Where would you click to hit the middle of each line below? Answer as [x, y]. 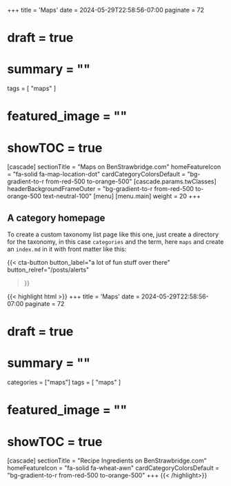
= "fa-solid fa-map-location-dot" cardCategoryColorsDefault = [97, 174]
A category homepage [56, 217]
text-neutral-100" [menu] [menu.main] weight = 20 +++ [122, 196]
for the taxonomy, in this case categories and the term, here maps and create [115, 242]
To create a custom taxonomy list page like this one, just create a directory [113, 234]
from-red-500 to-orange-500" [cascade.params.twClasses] [131, 181]
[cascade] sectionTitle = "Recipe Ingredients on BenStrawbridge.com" [107, 460]
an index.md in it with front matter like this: [67, 249]
